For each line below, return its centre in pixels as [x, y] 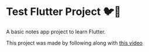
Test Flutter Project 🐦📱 [64, 12]
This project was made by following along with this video [74, 43]
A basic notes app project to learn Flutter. [56, 31]
